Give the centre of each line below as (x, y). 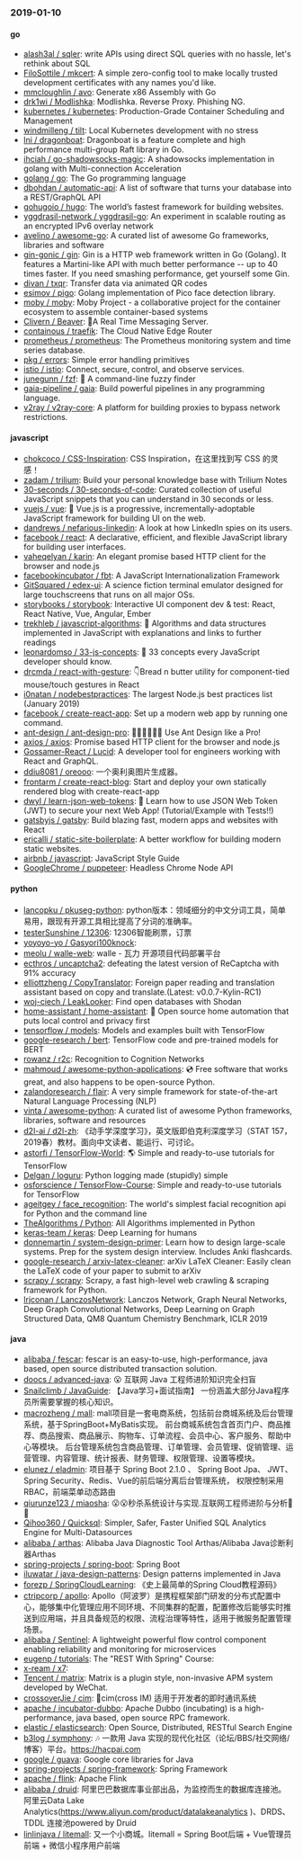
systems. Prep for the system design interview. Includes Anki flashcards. (158, 1251)
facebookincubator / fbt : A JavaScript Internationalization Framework (151, 576)
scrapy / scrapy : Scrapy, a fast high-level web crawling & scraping (146, 1280)
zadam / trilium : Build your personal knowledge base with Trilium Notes (155, 480)
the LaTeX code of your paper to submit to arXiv (112, 1271)
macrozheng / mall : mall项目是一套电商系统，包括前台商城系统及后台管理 (158, 1413)
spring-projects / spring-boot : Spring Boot (102, 1564)
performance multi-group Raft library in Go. (103, 149)
